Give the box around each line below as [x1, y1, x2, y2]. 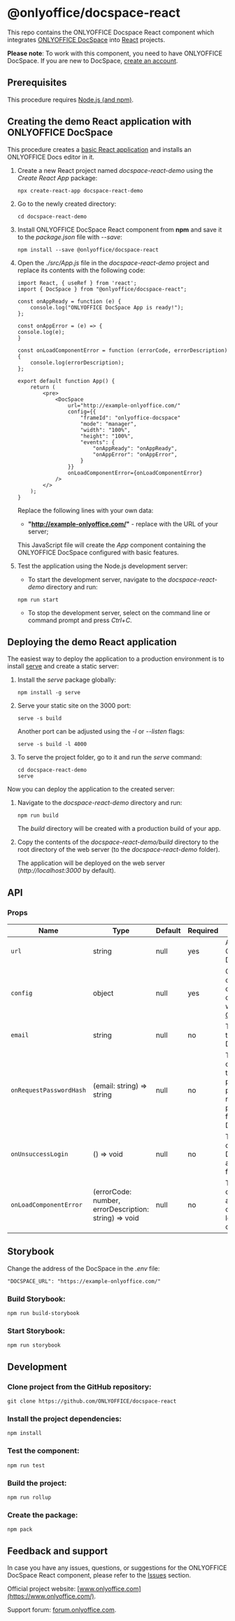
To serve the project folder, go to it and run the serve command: [17, 753, 202, 762]
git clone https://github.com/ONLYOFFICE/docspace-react [7, 1398, 177, 1405]
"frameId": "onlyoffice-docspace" [80, 414, 181, 421]
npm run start [17, 596, 59, 603]
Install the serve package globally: [17, 675, 117, 684]
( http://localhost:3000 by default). [17, 866, 116, 875]
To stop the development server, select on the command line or [27, 608, 211, 617]
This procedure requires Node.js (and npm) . [7, 95, 134, 104]
